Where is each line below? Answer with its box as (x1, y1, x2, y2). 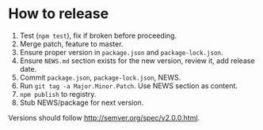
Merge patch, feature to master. (19, 39, 124, 48)
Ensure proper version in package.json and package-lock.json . (19, 47, 223, 57)
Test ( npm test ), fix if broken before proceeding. (19, 31, 177, 40)
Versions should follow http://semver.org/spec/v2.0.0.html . (8, 113, 200, 122)
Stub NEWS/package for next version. (19, 98, 144, 107)
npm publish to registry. (19, 89, 97, 98)
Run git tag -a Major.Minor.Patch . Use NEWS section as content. (19, 80, 238, 91)
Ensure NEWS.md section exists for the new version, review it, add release (19, 56, 255, 65)
